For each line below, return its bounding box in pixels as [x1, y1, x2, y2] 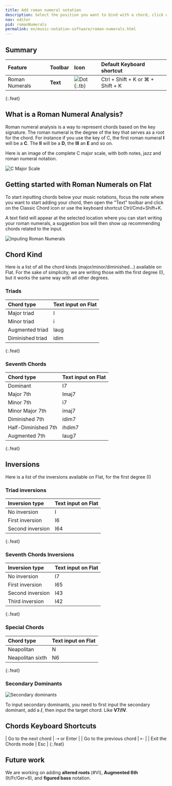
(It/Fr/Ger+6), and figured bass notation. [5, 775, 91, 781]
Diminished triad [8, 334, 48, 341]
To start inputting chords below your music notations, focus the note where [5, 194, 164, 200]
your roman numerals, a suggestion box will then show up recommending [5, 220, 160, 226]
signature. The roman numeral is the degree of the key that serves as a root [5, 129, 165, 135]
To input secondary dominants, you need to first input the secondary [5, 701, 150, 708]
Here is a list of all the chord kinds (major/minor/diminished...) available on [5, 264, 162, 270]
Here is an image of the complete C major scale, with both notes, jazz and [5, 150, 161, 156]
